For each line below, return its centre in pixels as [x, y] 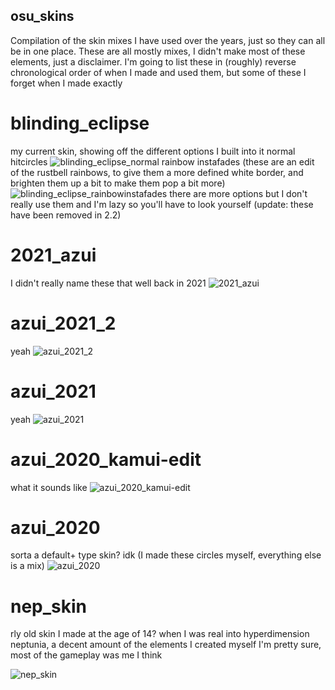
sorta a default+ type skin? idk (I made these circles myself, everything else [166, 555]
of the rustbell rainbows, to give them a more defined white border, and [157, 172]
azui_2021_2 [63, 323]
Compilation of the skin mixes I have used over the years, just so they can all [168, 40]
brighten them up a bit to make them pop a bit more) [118, 183]
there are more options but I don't [238, 193]
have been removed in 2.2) [66, 215]
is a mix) [27, 566]
